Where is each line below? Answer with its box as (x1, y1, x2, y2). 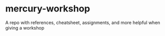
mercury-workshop (5, 3, 91, 14)
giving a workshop (5, 24, 45, 30)
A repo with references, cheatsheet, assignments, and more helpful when (5, 19, 160, 25)
